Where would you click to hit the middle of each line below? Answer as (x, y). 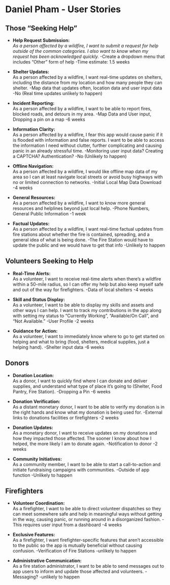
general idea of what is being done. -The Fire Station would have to (83, 240)
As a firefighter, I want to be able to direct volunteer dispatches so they (87, 509)
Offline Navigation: (33, 166)
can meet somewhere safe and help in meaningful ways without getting (87, 514)
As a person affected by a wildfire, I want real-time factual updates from (88, 229)
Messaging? (25, 577)
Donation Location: (33, 375)
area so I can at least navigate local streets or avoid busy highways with (88, 177)
